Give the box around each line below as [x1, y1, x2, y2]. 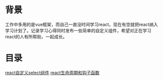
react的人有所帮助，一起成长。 [5, 34, 67, 40]
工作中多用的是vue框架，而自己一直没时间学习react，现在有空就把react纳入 [5, 21, 158, 27]
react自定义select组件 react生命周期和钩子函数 [5, 69, 100, 76]
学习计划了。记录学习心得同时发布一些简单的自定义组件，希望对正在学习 [5, 27, 151, 33]
